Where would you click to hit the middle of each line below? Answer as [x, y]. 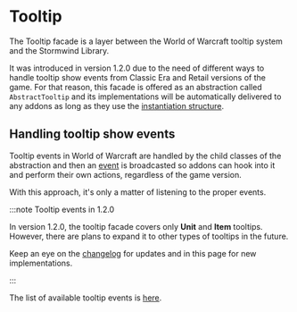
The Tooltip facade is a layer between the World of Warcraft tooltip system [146, 41]
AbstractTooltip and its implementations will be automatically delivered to [145, 97]
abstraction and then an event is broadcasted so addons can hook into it [142, 165]
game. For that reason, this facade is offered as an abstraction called [136, 87]
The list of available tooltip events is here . [86, 298]
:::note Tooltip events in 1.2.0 [62, 209]
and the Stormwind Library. [59, 50]
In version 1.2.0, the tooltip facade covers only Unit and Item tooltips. [136, 226]
